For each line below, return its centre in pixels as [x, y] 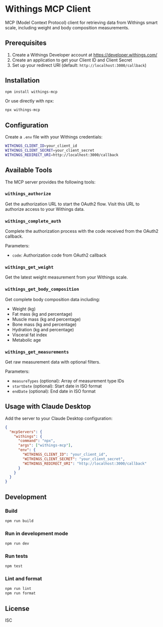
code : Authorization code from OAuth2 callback [59, 255]
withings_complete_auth [33, 221]
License [17, 608]
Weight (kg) [24, 309]
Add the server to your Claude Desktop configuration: [59, 418]
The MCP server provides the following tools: [50, 182]
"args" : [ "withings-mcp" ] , [45, 445]
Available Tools [29, 170]
